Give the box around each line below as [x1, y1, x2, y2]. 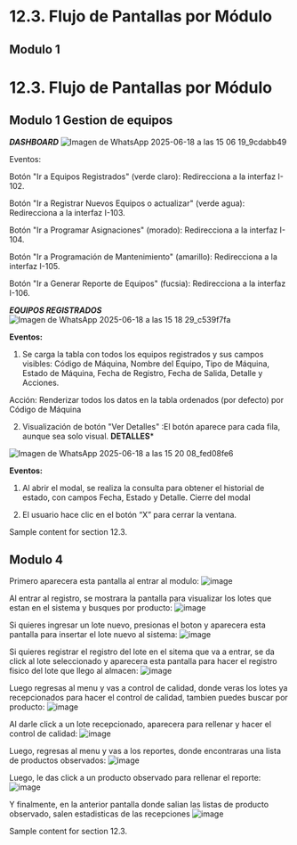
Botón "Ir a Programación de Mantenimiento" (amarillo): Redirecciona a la [9, 251, 278, 262]
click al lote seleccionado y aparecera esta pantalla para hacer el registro [9, 656, 277, 667]
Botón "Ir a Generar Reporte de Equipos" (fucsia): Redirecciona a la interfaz [9, 278, 286, 289]
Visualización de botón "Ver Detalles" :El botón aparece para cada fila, [21, 421, 281, 431]
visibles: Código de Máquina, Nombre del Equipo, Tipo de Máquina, [21, 358, 269, 369]
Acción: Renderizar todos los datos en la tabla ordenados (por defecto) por [9, 394, 285, 405]
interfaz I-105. [9, 260, 60, 271]
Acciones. [21, 377, 60, 388]
